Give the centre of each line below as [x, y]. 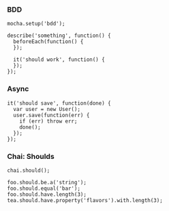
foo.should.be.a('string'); [47, 182]
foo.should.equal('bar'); [44, 188]
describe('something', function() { [59, 36]
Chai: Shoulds [31, 156]
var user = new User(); [47, 109]
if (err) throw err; [48, 121]
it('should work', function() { [59, 60]
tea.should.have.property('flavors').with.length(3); [85, 200]
